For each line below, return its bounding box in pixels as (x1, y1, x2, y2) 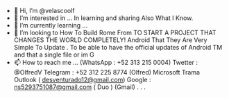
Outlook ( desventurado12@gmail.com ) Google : (13, 76, 151, 84)
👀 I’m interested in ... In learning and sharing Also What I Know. (13, 14, 194, 22)
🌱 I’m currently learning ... (13, 21, 88, 29)
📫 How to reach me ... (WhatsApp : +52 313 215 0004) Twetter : (13, 59, 198, 66)
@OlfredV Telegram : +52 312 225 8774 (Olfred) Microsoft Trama (13, 68, 200, 76)
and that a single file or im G (13, 50, 95, 59)
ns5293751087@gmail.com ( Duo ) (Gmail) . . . (13, 83, 146, 91)
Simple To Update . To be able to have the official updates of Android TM (13, 43, 223, 51)
